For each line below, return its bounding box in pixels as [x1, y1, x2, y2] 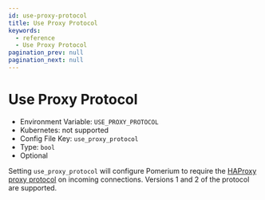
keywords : [8, 26, 42, 34]
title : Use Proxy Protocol [8, 19, 98, 27]
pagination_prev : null [8, 49, 84, 57]
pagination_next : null [8, 57, 84, 65]
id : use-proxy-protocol [8, 11, 88, 20]
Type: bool [19, 142, 56, 151]
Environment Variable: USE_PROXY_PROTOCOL [19, 116, 159, 126]
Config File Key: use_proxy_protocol [19, 133, 139, 143]
